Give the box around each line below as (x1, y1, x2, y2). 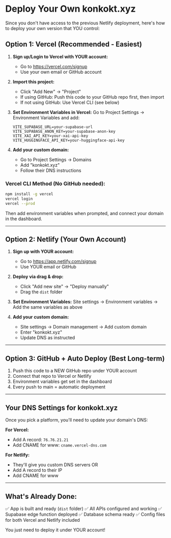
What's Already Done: (5, 492, 77, 501)
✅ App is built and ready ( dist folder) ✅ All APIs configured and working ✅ (5, 505, 162, 512)
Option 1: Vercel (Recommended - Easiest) (5, 40, 142, 49)
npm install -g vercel (5, 192, 53, 197)
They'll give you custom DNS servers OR (12, 462, 98, 468)
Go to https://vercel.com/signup (20, 63, 88, 69)
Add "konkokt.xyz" (20, 162, 60, 168)
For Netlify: (5, 452, 30, 458)
